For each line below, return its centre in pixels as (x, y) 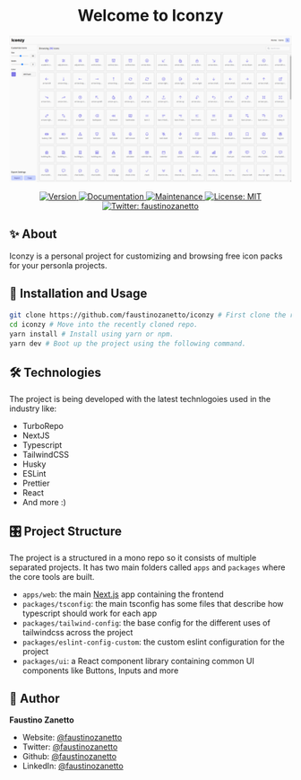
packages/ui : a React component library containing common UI (138, 661)
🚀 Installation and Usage (78, 294)
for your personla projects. (58, 265)
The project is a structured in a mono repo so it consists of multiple (133, 557)
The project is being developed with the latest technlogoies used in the (140, 399)
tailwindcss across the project (77, 632)
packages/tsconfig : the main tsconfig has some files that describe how (153, 603)
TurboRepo (43, 425)
